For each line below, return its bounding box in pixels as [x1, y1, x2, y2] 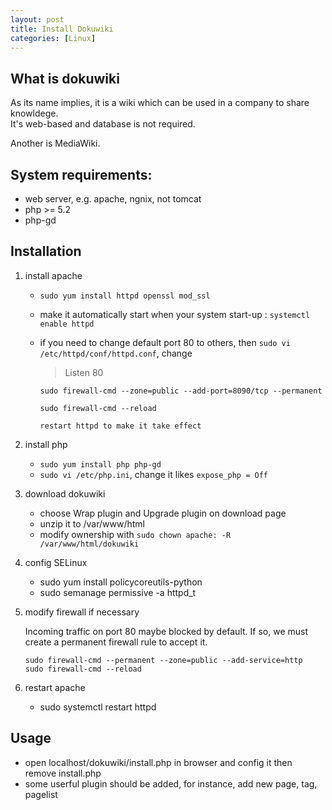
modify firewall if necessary [24, 606, 140, 618]
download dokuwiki [24, 487, 106, 500]
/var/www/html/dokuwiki [39, 539, 140, 549]
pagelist [24, 788, 58, 800]
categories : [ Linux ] [10, 33, 97, 43]
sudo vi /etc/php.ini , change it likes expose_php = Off [39, 468, 268, 480]
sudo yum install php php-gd [39, 459, 162, 470]
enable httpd [39, 319, 95, 329]
